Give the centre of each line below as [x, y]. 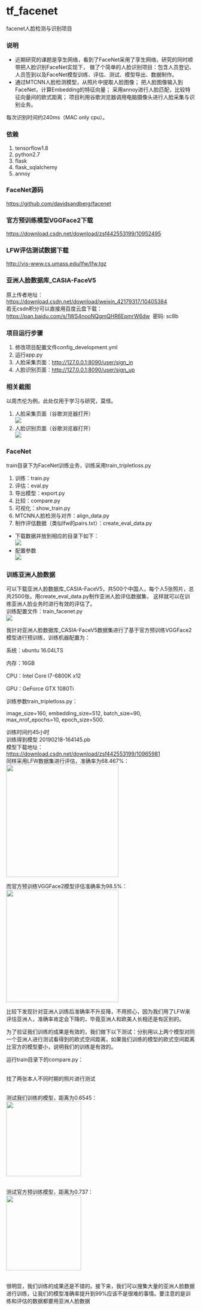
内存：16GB [20, 663]
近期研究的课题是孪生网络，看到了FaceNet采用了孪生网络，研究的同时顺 [104, 60]
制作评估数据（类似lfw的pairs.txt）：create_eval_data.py [83, 523]
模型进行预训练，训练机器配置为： [48, 637]
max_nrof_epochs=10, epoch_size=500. [55, 720]
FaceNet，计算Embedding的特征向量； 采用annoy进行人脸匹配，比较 [100, 90]
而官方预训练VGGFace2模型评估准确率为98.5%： [67, 886]
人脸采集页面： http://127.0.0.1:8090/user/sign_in [74, 362]
